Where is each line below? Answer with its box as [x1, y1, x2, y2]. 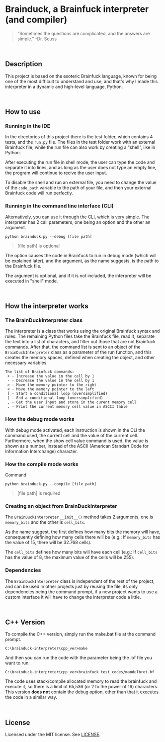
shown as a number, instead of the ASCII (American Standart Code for [5, 443, 149, 449]
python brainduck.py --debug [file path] [5, 234, 92, 239]
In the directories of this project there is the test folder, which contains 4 [5, 134, 153, 140]
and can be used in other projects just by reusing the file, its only [5, 583, 138, 589]
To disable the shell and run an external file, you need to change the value [5, 180, 157, 185]
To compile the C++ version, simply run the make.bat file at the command [5, 631, 156, 637]
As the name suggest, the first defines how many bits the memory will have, [5, 529, 161, 535]
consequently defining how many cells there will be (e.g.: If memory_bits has [5, 534, 161, 540]
